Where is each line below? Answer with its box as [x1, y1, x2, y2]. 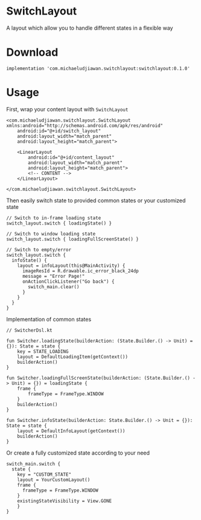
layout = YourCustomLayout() [17, 476, 91, 482]
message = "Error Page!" [22, 273, 85, 279]
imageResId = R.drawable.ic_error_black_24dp [22, 268, 139, 274]
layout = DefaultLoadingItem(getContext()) [17, 354, 129, 360]
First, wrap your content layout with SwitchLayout [6, 105, 129, 113]
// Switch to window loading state [6, 231, 96, 237]
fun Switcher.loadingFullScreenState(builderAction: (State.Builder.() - [6, 375, 196, 381]
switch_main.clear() [28, 283, 80, 290]
